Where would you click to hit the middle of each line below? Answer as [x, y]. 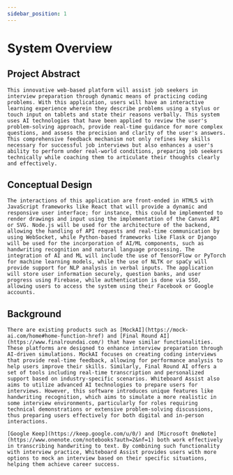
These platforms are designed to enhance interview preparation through [115, 349]
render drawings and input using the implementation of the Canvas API [113, 219]
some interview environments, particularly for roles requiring [103, 403]
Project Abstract [44, 74]
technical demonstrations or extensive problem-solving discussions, [111, 409]
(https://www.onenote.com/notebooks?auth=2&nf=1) [81, 440]
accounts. [22, 293]
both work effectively [190, 440]
